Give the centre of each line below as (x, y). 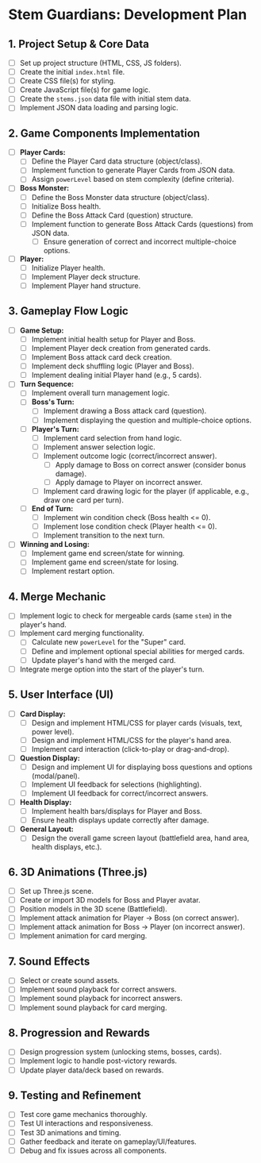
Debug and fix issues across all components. (93, 1150)
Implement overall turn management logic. (101, 393)
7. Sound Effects (49, 961)
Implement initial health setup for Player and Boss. (113, 339)
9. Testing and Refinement (75, 1095)
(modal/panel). (56, 776)
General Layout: (46, 829)
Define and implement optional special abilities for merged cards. (138, 651)
